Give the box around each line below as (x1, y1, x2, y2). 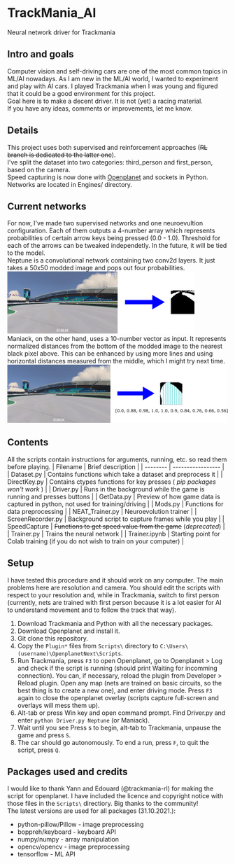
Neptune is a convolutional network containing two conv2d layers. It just (7, 256, 215, 265)
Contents (7, 436, 49, 449)
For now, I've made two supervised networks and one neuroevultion (7, 219, 204, 228)
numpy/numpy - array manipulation (17, 835, 119, 844)
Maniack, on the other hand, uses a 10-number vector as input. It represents (7, 335, 227, 343)
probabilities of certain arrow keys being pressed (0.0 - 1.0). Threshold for (7, 234, 221, 242)
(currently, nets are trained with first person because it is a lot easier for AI (7, 598, 222, 606)
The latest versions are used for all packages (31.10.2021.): (7, 807, 176, 815)
